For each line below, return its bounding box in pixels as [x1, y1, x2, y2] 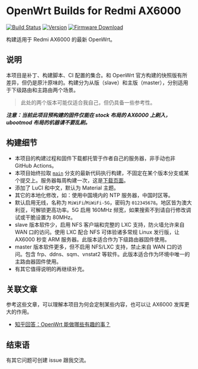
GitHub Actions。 [14, 162, 57, 169]
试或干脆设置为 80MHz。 [14, 214, 76, 221]
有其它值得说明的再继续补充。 [14, 265, 87, 272]
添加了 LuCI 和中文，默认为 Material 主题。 [14, 184, 119, 191]
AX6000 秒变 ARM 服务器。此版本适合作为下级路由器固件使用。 [14, 236, 170, 243]
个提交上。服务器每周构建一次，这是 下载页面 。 [14, 177, 129, 184]
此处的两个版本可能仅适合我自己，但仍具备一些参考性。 [20, 99, 155, 106]
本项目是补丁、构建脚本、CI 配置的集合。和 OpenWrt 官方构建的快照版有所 [6, 71, 188, 79]
